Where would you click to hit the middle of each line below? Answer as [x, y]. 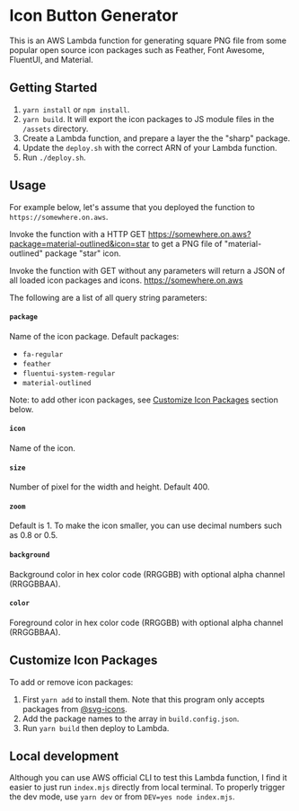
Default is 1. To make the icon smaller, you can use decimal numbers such [146, 525]
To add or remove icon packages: [71, 682]
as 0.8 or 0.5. [34, 535]
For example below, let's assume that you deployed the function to [132, 207]
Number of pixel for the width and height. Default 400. [110, 487]
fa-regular [43, 354]
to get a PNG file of [187, 243]
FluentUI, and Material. [51, 59]
